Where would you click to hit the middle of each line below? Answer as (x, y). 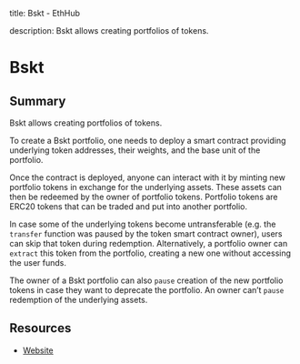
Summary (38, 101)
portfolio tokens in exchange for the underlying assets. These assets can (145, 187)
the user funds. (38, 263)
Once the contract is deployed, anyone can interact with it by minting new (148, 177)
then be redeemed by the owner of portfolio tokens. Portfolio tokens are (144, 197)
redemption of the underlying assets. (79, 300)
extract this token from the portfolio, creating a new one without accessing (150, 253)
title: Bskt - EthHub (45, 13)
